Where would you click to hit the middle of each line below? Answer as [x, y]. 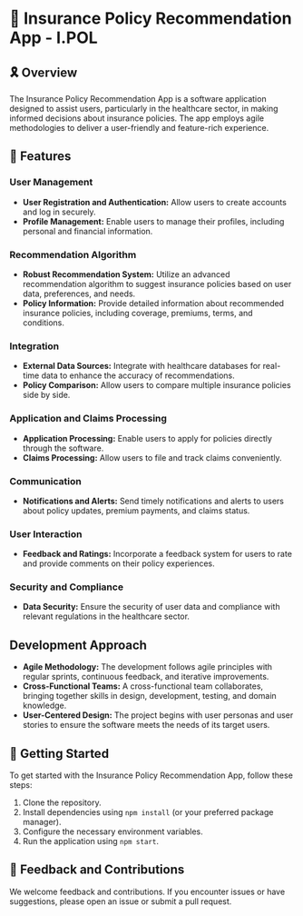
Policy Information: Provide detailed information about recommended [153, 303]
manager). [42, 822]
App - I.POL [54, 38]
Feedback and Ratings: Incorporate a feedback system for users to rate [157, 554]
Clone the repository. [62, 802]
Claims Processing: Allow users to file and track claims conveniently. [152, 457]
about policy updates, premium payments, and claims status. [136, 510]
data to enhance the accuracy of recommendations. [138, 375]
